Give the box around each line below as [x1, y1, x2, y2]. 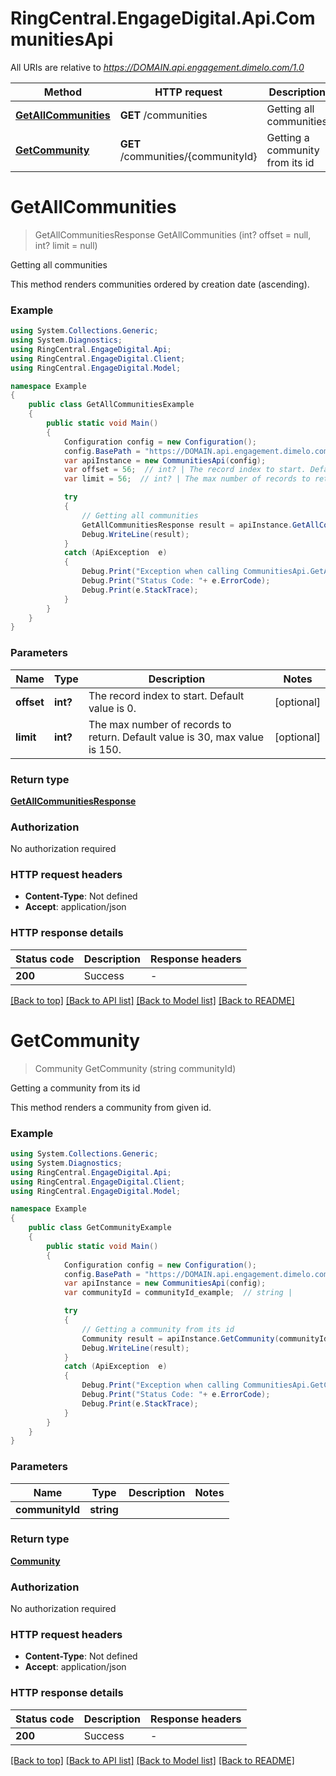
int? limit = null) [34, 239, 98, 251]
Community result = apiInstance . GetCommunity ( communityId [81, 1333, 329, 1344]
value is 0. [88, 701, 137, 715]
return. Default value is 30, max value [88, 730, 265, 744]
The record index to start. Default [88, 688, 245, 702]
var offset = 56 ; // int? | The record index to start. [63, 465, 307, 475]
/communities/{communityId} [119, 149, 258, 163]
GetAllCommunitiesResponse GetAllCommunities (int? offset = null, [34, 228, 312, 241]
